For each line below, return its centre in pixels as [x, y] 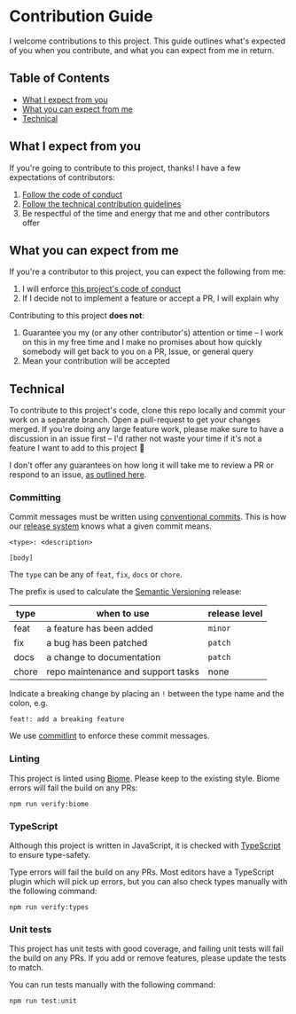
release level [235, 614]
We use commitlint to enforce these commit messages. [109, 736]
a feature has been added [100, 629]
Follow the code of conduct [72, 194]
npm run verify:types [49, 908]
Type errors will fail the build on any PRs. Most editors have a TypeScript [142, 872]
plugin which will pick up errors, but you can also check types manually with [148, 882]
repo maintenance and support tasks [123, 672]
